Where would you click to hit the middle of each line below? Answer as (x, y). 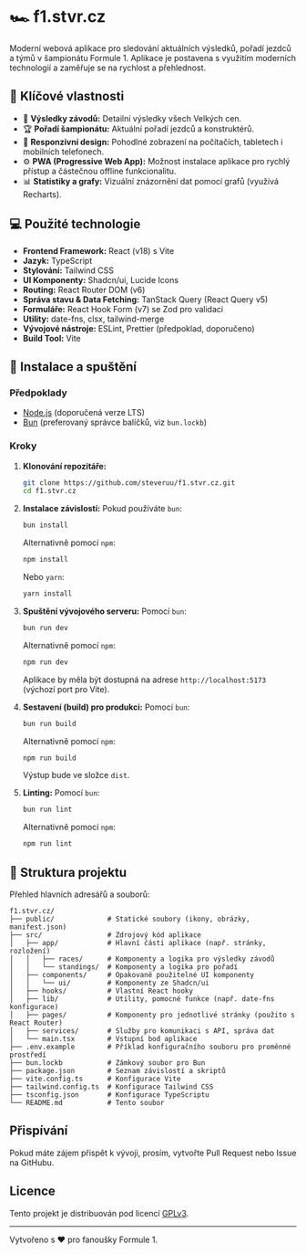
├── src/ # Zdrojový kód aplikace (106, 935)
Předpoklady (39, 393)
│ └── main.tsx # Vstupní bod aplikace (103, 1038)
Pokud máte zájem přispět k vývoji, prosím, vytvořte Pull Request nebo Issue (153, 1153)
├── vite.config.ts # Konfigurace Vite (95, 1079)
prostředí (28, 1055)
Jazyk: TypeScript (57, 260)
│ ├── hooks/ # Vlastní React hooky (102, 991)
